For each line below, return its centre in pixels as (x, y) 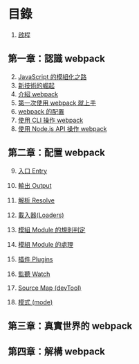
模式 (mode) (35, 302)
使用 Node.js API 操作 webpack (62, 128)
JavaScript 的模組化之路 (52, 76)
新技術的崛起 (36, 85)
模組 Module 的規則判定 (52, 229)
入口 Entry (33, 171)
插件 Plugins (35, 259)
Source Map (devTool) (49, 288)
